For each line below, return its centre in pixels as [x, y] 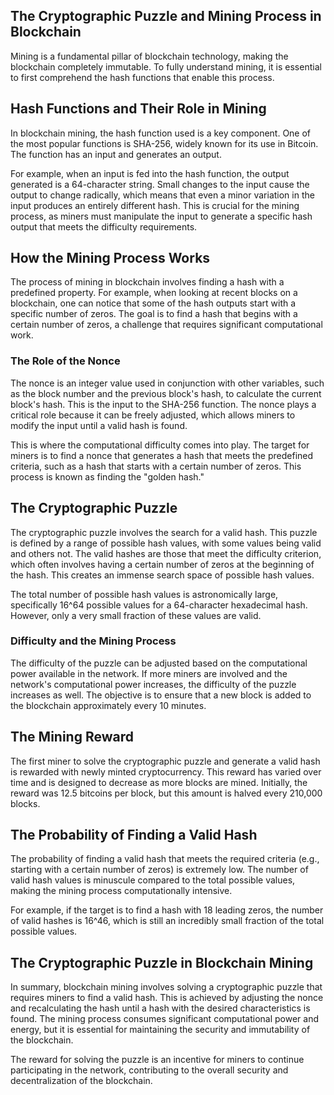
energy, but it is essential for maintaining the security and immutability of [160, 1030]
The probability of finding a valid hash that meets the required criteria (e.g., [165, 859]
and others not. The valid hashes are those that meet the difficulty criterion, [166, 553]
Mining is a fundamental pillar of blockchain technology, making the [149, 56]
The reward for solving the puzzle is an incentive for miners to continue [157, 1060]
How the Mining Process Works [110, 258]
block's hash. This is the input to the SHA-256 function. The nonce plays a [163, 404]
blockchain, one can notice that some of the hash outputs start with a [153, 303]
